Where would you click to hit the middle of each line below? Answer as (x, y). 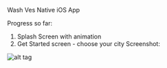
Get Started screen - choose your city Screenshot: (88, 44)
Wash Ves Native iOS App (44, 10)
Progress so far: (30, 23)
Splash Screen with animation (59, 36)
